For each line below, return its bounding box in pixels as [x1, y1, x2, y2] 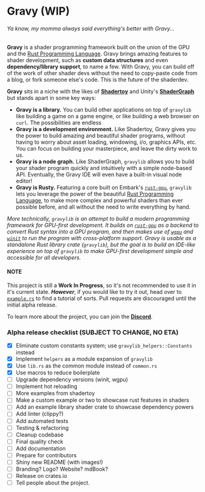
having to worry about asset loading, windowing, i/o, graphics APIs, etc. [15, 138, 197, 146]
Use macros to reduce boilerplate [15, 369, 100, 376]
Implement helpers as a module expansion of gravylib [15, 355, 153, 362]
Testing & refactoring [15, 424, 69, 431]
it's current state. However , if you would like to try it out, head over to [7, 288, 182, 295]
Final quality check [15, 438, 63, 445]
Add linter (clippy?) [15, 410, 64, 418]
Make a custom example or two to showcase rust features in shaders [15, 396, 190, 404]
